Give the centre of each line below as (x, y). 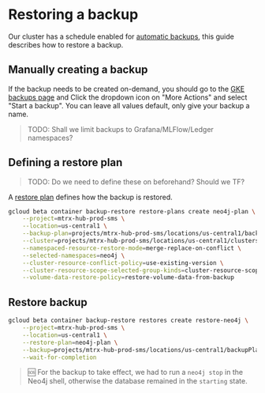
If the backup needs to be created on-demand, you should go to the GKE (127, 89)
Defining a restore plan (65, 162)
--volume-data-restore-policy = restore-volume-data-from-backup (129, 278)
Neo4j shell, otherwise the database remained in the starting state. (137, 381)
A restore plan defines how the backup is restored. (91, 197)
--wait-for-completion (60, 357)
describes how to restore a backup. (66, 44)
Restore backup (48, 302)
